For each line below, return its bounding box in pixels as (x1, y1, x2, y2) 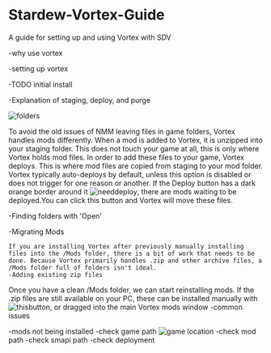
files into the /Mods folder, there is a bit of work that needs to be (8, 249, 255, 257)
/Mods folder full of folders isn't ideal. (8, 263, 158, 272)
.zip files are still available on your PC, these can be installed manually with (8, 293, 258, 303)
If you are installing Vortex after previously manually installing (8, 242, 244, 250)
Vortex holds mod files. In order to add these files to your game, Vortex (8, 152, 245, 162)
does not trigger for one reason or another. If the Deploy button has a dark (8, 178, 256, 188)
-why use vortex (8, 48, 63, 57)
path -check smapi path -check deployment (8, 334, 155, 345)
